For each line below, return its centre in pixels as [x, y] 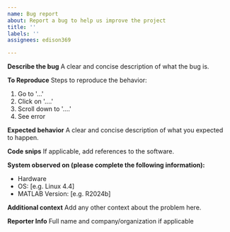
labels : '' [23, 34]
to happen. [23, 138]
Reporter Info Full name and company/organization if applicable [101, 221]
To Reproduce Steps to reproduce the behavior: [77, 80]
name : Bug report [33, 14]
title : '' [22, 27]
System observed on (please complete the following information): [106, 165]
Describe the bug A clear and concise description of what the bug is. [108, 66]
